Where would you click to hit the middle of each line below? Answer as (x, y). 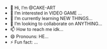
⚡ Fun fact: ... (24, 42)
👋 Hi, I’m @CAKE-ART (33, 8)
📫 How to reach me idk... (37, 29)
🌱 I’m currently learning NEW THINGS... (51, 18)
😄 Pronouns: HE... (29, 36)
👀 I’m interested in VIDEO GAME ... (46, 13)
